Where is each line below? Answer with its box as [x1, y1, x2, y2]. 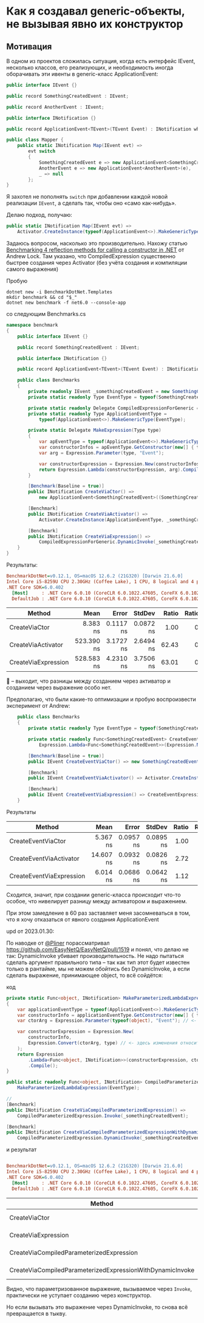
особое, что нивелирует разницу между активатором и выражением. [6, 897, 188, 904]
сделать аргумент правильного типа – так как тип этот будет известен [6, 959, 190, 966]
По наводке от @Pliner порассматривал [6, 939, 110, 946]
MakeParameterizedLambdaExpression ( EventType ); [17, 1085, 140, 1091]
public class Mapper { [6, 137, 64, 143]
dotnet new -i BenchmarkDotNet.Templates [6, 289, 113, 295]
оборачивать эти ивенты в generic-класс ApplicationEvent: [6, 70, 158, 77]
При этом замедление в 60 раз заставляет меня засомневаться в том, [6, 909, 191, 917]
